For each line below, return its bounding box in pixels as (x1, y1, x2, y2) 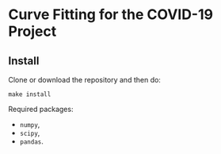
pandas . (19, 137, 44, 146)
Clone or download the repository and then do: (8, 75, 161, 84)
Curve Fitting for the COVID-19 (8, 6, 214, 24)
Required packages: (8, 105, 74, 114)
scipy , (19, 129, 40, 137)
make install (8, 90, 51, 98)
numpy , (19, 120, 40, 129)
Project (8, 22, 57, 40)
